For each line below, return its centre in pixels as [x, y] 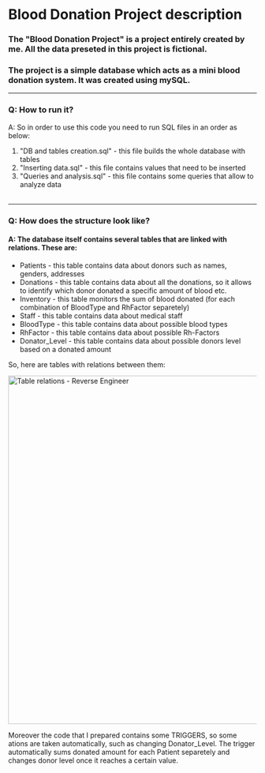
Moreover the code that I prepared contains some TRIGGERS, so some [123, 735]
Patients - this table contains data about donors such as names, [123, 265]
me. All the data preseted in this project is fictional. [108, 49]
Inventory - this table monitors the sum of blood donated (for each [127, 298]
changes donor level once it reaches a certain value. [93, 760]
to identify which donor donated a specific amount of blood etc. [123, 291]
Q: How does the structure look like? [79, 220]
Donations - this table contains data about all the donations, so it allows [136, 282]
